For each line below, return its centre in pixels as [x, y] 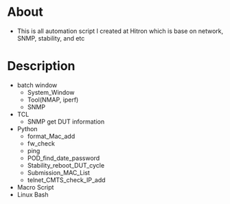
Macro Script [35, 187]
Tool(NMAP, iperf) [53, 100]
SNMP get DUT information [66, 122]
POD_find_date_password [64, 158]
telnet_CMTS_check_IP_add [66, 180]
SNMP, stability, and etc [51, 38]
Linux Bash [33, 194]
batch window [37, 85]
